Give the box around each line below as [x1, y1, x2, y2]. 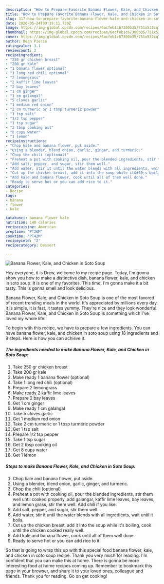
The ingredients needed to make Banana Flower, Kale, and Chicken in [5, 346, 149, 352]
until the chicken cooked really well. [12, 527, 85, 533]
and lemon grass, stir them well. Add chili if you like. [12, 502, 117, 507]
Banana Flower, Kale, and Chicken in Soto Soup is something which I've [5, 310, 149, 316]
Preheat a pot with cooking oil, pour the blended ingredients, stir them [12, 491, 153, 497]
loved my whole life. [5, 316, 46, 322]
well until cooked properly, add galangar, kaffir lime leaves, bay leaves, [12, 496, 155, 503]
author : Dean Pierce [5, 39, 48, 44]
